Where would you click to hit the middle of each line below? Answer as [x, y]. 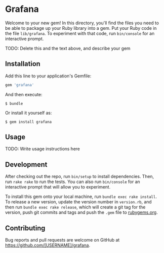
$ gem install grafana [28, 122]
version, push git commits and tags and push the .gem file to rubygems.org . [82, 212]
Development [26, 164]
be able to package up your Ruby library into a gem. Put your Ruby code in [81, 28]
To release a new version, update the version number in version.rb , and [79, 202]
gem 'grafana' [20, 85]
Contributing [25, 228]
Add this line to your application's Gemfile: [48, 76]
